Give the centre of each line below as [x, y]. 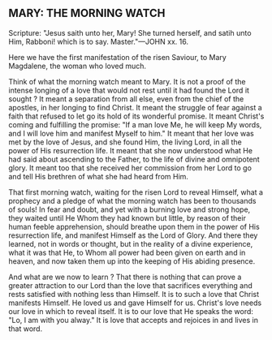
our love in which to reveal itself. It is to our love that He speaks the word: [131, 311]
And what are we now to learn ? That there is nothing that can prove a [125, 277]
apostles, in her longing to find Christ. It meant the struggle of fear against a [135, 107]
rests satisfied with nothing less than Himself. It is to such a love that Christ [134, 294]
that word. [26, 329]
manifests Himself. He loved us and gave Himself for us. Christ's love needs [135, 303]
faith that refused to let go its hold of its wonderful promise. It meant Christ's [136, 116]
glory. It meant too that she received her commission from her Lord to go [130, 168]
